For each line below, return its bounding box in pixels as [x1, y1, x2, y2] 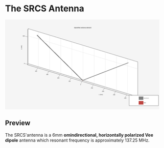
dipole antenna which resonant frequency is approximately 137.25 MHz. [5, 137, 150, 143]
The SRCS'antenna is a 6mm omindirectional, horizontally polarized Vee [5, 132, 153, 138]
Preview [5, 119, 31, 127]
